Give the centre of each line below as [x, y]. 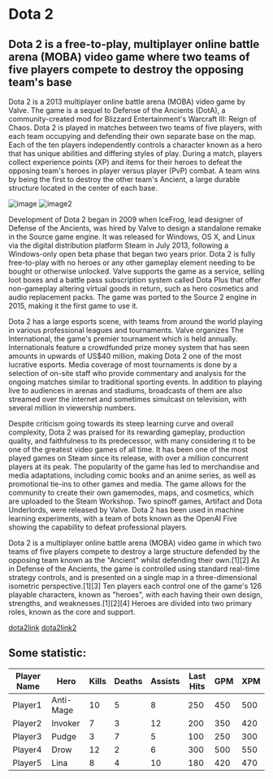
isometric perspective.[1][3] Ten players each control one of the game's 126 [135, 586]
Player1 [27, 705]
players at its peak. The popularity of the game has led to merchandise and [134, 467]
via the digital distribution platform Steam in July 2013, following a [119, 245]
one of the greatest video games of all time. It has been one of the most [128, 449]
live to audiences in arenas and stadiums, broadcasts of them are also [126, 390]
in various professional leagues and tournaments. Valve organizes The [126, 330]
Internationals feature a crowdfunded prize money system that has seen [129, 347]
